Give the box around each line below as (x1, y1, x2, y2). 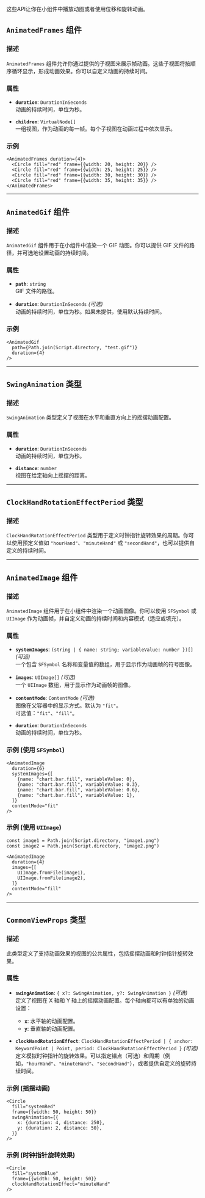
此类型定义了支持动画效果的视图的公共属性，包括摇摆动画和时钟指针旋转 (6, 949, 188, 957)
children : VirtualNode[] (15, 118, 76, 125)
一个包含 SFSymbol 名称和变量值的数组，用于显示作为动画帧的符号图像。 (15, 661, 195, 668)
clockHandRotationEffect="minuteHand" (12, 1181, 111, 1188)
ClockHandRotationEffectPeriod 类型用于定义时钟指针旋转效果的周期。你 (6, 532, 189, 539)
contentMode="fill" (12, 885, 62, 891)
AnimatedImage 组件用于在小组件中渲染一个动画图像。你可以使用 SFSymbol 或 (6, 607, 197, 614)
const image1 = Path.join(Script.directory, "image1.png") (6, 837, 160, 844)
